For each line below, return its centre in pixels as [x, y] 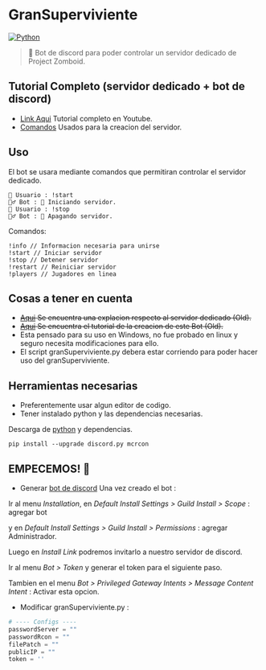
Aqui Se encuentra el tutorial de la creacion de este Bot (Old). [121, 327]
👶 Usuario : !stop [39, 209]
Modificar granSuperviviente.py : [74, 607]
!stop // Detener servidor [53, 260]
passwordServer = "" [43, 629]
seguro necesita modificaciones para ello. [89, 343]
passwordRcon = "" [39, 637]
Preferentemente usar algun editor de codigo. [95, 405]
